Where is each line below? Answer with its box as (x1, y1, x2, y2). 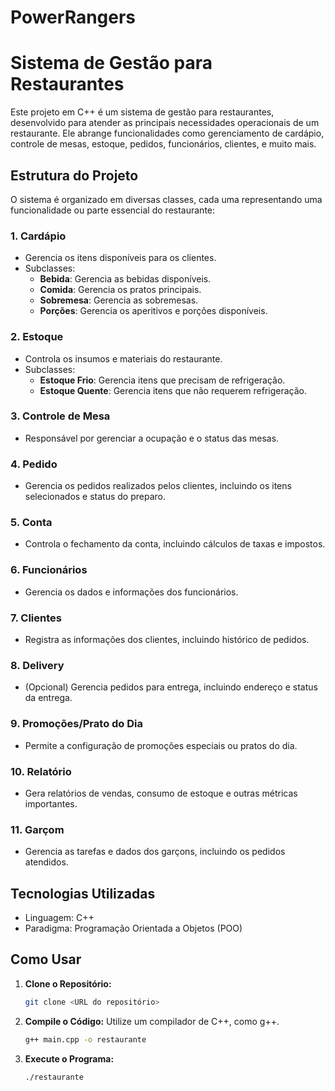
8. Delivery (10, 658, 65, 672)
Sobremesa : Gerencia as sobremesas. (39, 294, 199, 306)
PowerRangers (10, 6, 137, 29)
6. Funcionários (10, 563, 88, 577)
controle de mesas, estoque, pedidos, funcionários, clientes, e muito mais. (10, 138, 317, 150)
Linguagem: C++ (24, 912, 95, 924)
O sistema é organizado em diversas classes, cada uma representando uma (10, 193, 323, 205)
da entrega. (24, 692, 73, 704)
